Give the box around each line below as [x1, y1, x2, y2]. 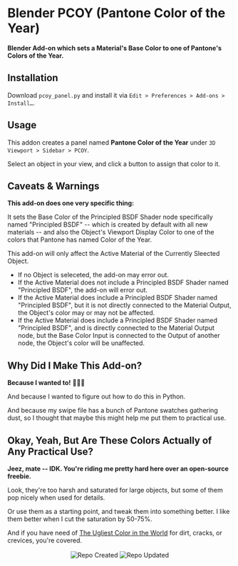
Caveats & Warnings [7, 180, 100, 192]
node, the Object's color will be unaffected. [17, 339, 145, 347]
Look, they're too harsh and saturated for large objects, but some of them [7, 486, 223, 494]
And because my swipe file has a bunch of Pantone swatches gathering [7, 406, 219, 415]
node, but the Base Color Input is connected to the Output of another [17, 331, 220, 340]
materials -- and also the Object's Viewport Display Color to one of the [7, 228, 214, 237]
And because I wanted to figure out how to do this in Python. [7, 392, 186, 401]
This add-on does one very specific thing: [7, 199, 134, 207]
